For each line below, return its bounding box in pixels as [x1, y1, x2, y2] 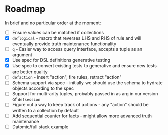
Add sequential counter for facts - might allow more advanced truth [12, 113, 152, 119]
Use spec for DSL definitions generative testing [12, 57, 110, 63]
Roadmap [5, 3, 46, 15]
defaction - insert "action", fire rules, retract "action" [12, 74, 122, 80]
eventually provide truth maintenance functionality [12, 41, 117, 47]
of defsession [12, 96, 41, 102]
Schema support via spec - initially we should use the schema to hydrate [12, 80, 163, 86]
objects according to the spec [12, 85, 74, 91]
